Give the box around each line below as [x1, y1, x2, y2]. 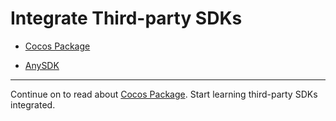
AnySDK [24, 59, 60, 71]
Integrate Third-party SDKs [10, 7, 243, 30]
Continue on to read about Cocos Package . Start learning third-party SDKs [10, 88, 318, 100]
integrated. [10, 98, 56, 111]
